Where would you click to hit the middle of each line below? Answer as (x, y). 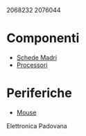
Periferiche (39, 93)
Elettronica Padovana (37, 126)
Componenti (43, 38)
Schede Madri (36, 57)
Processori (32, 65)
